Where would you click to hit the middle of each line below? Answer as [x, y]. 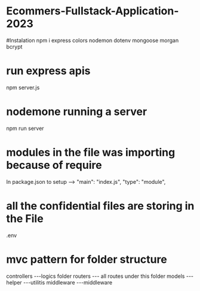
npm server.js [23, 87]
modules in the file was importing [91, 152]
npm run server [25, 128]
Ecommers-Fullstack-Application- [93, 11]
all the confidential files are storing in [100, 206]
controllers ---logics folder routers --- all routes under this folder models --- [100, 276]
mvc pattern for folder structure [87, 259]
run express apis [48, 71]
